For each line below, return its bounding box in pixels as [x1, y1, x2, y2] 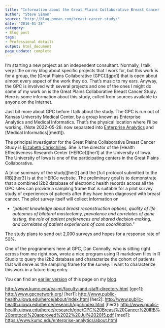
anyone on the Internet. [5, 99, 53, 105]
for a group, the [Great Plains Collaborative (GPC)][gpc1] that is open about [5, 73, 158, 79]
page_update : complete [5, 48, 52, 53]
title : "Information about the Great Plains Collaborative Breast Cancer [5, 7, 160, 12]
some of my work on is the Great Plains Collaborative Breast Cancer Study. [5, 88, 157, 94]
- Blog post [5, 30, 30, 35]
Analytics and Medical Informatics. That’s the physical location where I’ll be [5, 119, 158, 125]
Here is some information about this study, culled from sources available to [5, 93, 157, 99]
